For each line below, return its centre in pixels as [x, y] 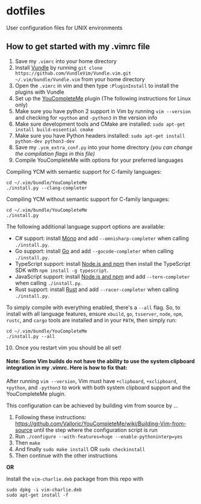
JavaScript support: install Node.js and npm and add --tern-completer [102, 276]
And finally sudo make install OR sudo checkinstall [80, 449]
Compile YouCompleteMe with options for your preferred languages [99, 160]
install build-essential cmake [54, 130]
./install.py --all [31, 336]
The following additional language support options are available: [86, 226]
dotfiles [26, 11]
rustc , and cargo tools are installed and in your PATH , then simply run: [91, 320]
